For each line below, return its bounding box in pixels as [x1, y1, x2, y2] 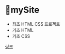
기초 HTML [12, 27, 34, 33]
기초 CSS [12, 33, 30, 39]
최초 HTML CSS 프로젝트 [12, 21, 61, 27]
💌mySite [5, 4, 40, 16]
